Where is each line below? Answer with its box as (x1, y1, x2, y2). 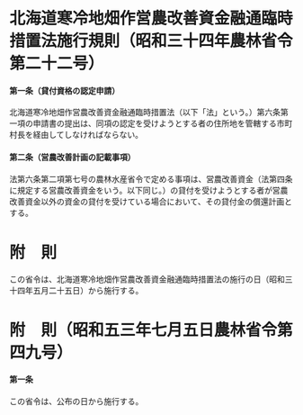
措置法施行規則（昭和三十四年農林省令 (9, 31, 294, 51)
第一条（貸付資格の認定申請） (9, 85, 120, 95)
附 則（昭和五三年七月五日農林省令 (9, 320, 278, 340)
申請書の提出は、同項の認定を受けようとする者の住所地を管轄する (32, 118, 277, 129)
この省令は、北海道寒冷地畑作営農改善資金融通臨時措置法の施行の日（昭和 (9, 274, 285, 284)
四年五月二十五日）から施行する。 (16, 284, 144, 295)
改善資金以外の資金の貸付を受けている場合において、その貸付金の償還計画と (9, 195, 292, 207)
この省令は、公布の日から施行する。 (9, 395, 144, 406)
